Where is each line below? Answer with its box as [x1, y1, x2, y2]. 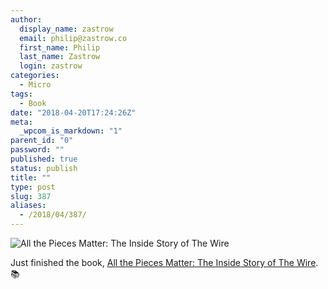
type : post [10, 182, 56, 192]
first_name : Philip [19, 42, 101, 53]
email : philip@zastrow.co [19, 33, 128, 43]
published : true [10, 154, 78, 164]
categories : [10, 71, 60, 81]
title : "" [10, 172, 52, 183]
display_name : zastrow [19, 24, 114, 34]
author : [10, 14, 43, 25]
